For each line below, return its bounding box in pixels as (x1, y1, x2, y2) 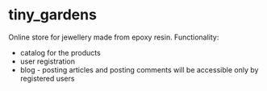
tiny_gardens (8, 6, 97, 24)
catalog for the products (19, 48, 101, 57)
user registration (19, 56, 75, 66)
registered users (19, 73, 75, 83)
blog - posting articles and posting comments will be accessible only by (19, 64, 259, 74)
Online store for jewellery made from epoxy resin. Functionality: (8, 32, 219, 42)
